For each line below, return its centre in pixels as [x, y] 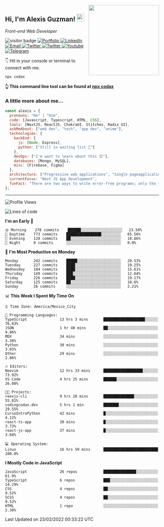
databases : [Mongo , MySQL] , [42, 161]
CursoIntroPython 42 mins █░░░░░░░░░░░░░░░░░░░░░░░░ [82, 413]
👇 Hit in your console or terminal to [40, 61]
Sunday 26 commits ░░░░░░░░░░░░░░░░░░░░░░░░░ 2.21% [72, 286]
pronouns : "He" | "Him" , [35, 115]
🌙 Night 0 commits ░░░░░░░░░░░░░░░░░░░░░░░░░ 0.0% [71, 243]
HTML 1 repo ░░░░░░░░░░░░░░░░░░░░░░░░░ [82, 506]
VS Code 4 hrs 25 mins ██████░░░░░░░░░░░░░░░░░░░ [82, 379]
